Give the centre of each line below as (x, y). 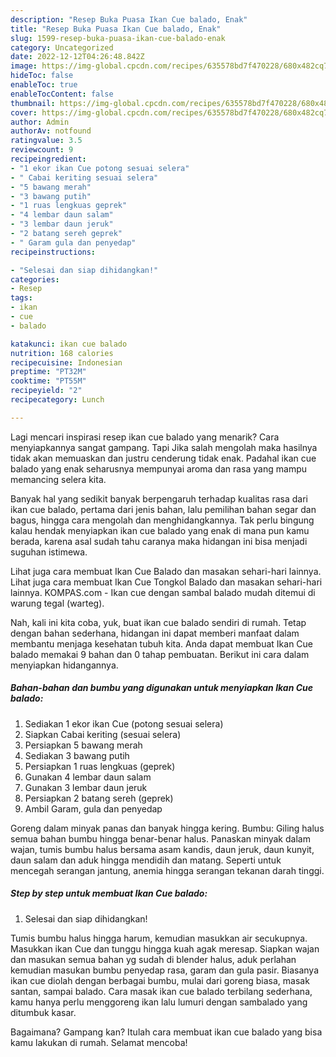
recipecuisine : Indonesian (66, 362)
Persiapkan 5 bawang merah (83, 745)
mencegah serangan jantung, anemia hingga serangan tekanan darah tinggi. (167, 870)
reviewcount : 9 (42, 150)
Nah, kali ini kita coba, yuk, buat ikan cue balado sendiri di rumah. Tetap (158, 622)
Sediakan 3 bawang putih (77, 755)
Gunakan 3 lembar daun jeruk (86, 787)
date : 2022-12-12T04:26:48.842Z (77, 57)
